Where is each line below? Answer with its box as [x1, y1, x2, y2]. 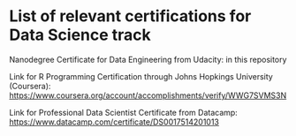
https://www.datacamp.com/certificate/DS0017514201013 [9, 117, 219, 127]
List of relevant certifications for [9, 6, 252, 26]
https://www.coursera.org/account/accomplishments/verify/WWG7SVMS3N [9, 90, 287, 101]
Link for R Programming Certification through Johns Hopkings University [9, 71, 274, 81]
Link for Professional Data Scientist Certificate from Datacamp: [9, 107, 239, 117]
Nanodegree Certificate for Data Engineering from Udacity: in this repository [9, 54, 287, 64]
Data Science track [9, 25, 152, 45]
